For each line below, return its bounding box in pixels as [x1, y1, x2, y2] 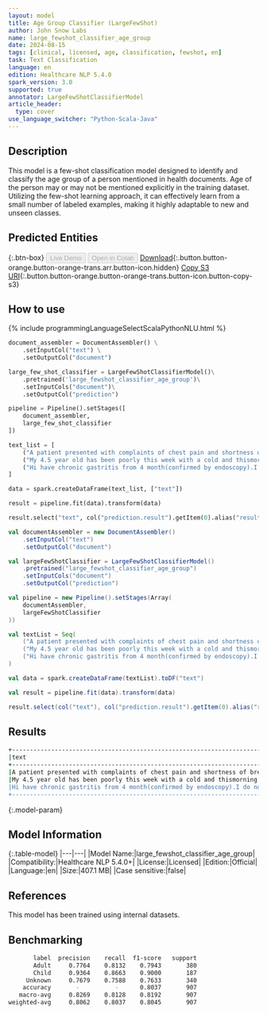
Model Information [8, 828, 103, 841]
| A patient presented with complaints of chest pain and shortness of [8, 768, 247, 776]
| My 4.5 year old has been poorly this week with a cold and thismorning [8, 775, 258, 783]
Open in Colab [91, 254, 134, 262]
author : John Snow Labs [8, 26, 87, 34]
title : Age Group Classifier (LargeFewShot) [8, 19, 158, 27]
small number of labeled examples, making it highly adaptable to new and [8, 200, 249, 209]
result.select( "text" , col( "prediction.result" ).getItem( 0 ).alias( [8, 514, 237, 522]
